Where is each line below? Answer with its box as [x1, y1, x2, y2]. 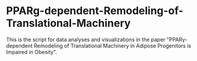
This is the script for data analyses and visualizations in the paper [6, 36, 166, 43]
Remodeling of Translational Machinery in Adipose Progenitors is [34, 42, 192, 49]
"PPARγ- [166, 36, 188, 43]
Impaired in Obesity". [6, 48, 57, 55]
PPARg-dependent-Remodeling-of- [6, 4, 184, 18]
